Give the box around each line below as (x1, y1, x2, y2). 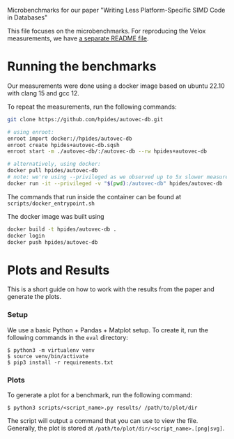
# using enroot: (7, 128, 54, 135)
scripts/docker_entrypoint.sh (7, 200, 95, 207)
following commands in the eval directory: (7, 333, 129, 341)
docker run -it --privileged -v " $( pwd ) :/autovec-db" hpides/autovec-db (7, 180, 223, 187)
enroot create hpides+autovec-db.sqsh (7, 141, 120, 148)
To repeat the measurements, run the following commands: (7, 102, 177, 111)
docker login (7, 232, 45, 239)
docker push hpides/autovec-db (7, 238, 98, 246)
